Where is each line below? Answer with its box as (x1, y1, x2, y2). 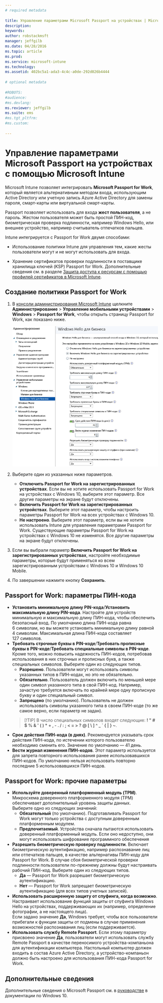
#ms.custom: (5, 121, 29, 126)
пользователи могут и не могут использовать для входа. (12, 249, 131, 255)
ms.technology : (5, 64, 36, 69)
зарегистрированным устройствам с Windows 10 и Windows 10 (12, 562, 144, 568)
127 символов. (12, 635, 42, 641)
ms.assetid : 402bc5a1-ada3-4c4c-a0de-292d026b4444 (5, 70, 110, 74)
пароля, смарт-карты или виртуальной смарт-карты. (5, 200, 115, 205)
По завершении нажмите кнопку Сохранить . (12, 577, 106, 583)
